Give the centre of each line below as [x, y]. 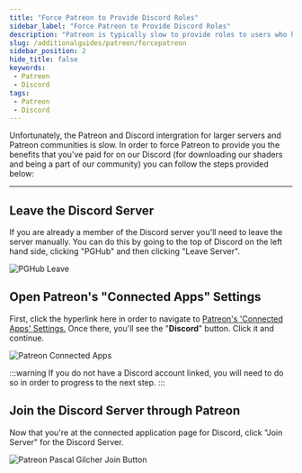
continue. [27, 338]
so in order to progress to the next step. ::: [87, 382]
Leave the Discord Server [82, 210]
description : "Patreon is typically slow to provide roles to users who [148, 34]
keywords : [28, 68]
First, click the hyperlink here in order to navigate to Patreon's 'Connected [146, 318]
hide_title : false [44, 59]
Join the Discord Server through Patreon [125, 411]
